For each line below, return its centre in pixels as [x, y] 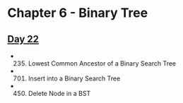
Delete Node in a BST [59, 93]
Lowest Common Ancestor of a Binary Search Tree [102, 63]
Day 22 [23, 39]
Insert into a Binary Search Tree [74, 78]
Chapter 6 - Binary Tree [78, 13]
